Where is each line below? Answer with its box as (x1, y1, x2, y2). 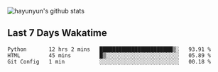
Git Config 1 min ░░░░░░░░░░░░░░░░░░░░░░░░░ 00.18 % (7, 58, 212, 65)
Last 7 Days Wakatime (7, 27, 108, 39)
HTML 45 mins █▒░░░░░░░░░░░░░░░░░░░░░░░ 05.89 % (7, 52, 212, 59)
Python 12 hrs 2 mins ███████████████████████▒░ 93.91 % (7, 46, 212, 53)
